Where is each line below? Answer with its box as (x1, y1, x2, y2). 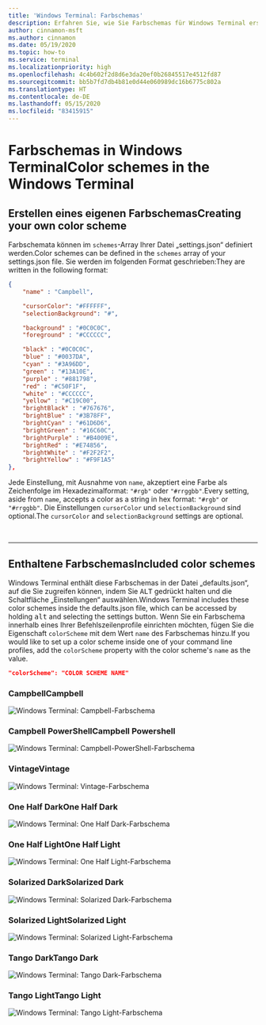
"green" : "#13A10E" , (22, 368, 93, 375)
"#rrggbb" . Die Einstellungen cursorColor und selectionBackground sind (8, 503, 241, 512)
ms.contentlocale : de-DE (8, 93, 90, 101)
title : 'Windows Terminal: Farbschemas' (8, 11, 144, 20)
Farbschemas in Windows (8, 142, 183, 159)
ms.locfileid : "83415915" (8, 108, 93, 116)
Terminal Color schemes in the (8, 158, 210, 177)
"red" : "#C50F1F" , (22, 382, 87, 391)
